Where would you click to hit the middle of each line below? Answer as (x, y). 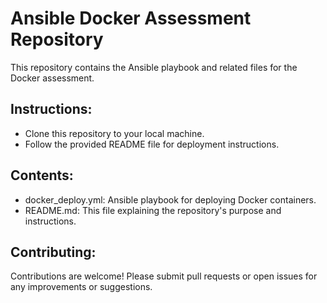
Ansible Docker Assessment (131, 18)
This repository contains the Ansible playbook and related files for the (154, 67)
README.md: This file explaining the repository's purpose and (153, 210)
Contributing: (53, 252)
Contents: (42, 175)
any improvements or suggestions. (81, 287)
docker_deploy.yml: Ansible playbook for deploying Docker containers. (170, 199)
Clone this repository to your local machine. (114, 133)
